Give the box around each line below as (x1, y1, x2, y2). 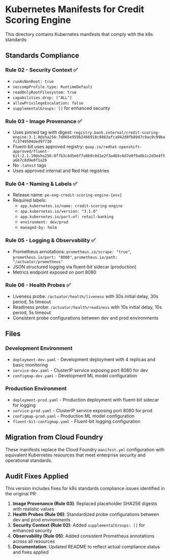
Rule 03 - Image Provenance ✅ (5, 118, 82, 125)
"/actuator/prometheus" (12, 259, 63, 265)
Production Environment (5, 385, 67, 392)
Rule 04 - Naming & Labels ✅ (5, 180, 78, 187)
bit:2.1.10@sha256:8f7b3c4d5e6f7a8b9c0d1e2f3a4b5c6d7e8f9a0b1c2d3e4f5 (12, 153, 165, 158)
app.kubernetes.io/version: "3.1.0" (20, 209, 98, 214)
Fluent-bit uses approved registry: (12, 143, 84, 149)
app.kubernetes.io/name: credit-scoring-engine (20, 204, 123, 209)
